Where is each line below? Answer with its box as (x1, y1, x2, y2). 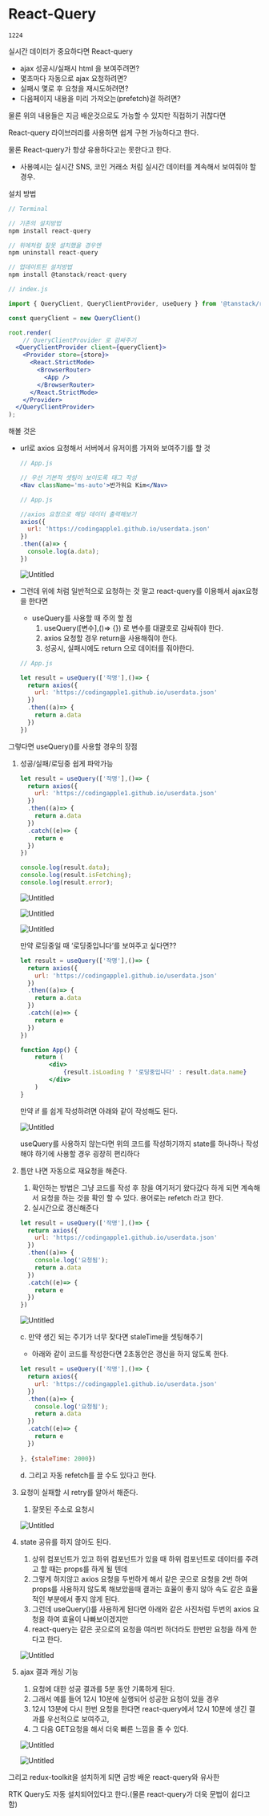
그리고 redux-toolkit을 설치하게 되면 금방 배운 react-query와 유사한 (8, 1772, 220, 1781)
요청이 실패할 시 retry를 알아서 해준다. (19, 1487, 139, 1497)
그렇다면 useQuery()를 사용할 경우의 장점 (8, 741, 138, 751)
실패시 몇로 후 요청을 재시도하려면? (19, 83, 129, 93)
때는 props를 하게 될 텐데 (49, 1564, 128, 1574)
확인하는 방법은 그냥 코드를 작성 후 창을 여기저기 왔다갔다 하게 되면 (31, 1183, 239, 1192)
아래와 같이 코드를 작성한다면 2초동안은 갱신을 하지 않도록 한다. (31, 1349, 229, 1359)
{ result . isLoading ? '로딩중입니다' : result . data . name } (62, 1068, 247, 1076)
